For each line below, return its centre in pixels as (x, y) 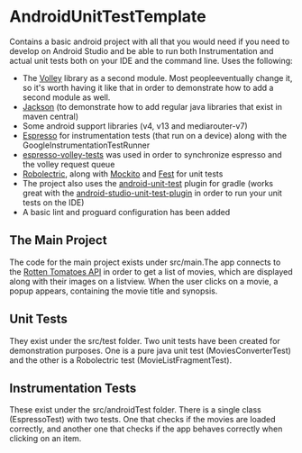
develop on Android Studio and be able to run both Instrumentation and (142, 50)
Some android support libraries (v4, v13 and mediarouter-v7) (135, 126)
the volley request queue (69, 164)
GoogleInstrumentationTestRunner (86, 145)
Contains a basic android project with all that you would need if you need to (150, 41)
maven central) (50, 116)
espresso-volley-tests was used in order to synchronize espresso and (152, 154)
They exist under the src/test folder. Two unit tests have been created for (145, 340)
